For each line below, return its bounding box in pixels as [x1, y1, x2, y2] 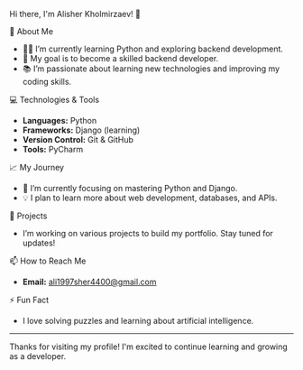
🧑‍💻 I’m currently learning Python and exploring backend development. [22, 43, 284, 54]
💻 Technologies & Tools [9, 95, 100, 105]
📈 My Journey [9, 162, 65, 172]
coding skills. [22, 77, 72, 87]
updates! [22, 237, 56, 248]
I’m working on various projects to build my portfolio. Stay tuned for [22, 228, 273, 238]
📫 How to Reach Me [9, 255, 87, 266]
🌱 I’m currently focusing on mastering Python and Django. [22, 183, 238, 193]
